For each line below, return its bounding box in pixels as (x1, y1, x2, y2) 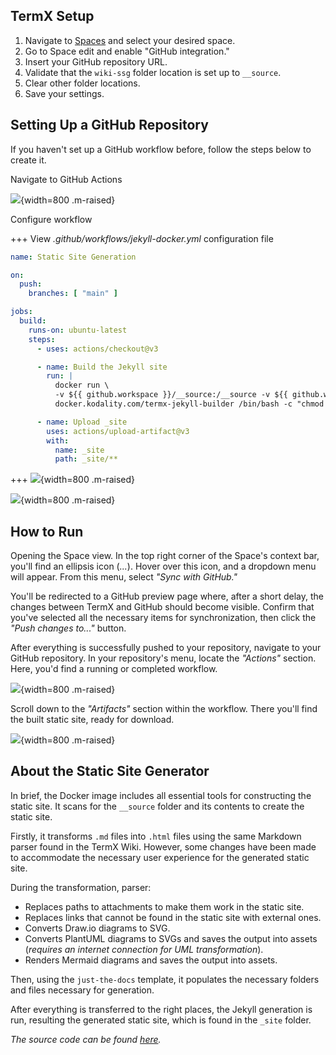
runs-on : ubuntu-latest (28, 325, 128, 335)
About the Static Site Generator (10, 763, 210, 780)
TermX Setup (10, 8, 95, 25)
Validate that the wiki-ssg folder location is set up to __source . (24, 66, 282, 78)
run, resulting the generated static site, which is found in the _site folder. (10, 1014, 312, 1026)
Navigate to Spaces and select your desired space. (24, 34, 236, 46)
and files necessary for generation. (10, 984, 155, 996)
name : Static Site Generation (10, 252, 137, 262)
